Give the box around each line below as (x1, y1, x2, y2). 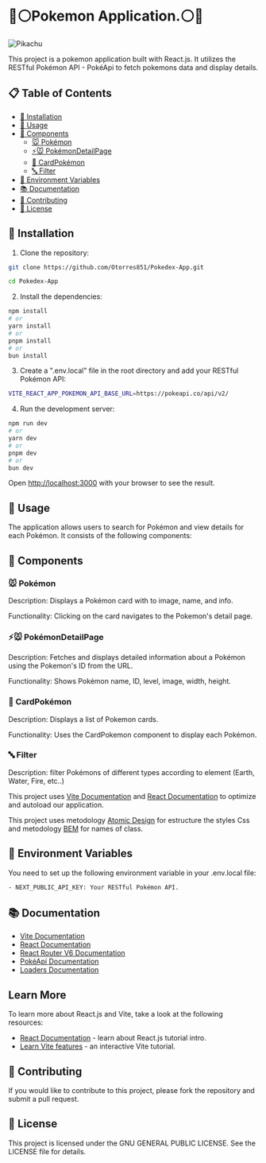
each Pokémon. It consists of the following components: (8, 531, 192, 541)
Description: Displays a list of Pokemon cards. (8, 714, 159, 724)
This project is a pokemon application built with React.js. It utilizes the (8, 54, 237, 64)
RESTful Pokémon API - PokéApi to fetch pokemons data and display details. (8, 62, 259, 72)
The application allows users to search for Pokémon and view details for (8, 522, 245, 532)
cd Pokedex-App (8, 277, 59, 285)
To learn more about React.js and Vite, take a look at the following (8, 1010, 224, 1019)
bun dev (8, 463, 34, 472)
